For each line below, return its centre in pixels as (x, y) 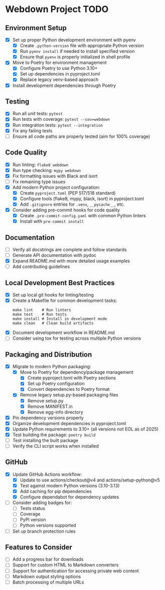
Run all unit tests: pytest (38, 114)
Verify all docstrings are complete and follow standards (69, 249)
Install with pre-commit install (52, 221)
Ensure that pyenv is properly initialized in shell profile (75, 57)
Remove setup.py (45, 400)
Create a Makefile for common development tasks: (65, 301)
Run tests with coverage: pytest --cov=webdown (61, 119)
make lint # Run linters (42, 310)
